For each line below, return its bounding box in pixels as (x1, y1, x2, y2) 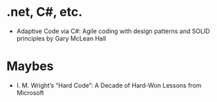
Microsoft (16, 88, 44, 96)
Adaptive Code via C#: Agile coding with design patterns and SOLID (16, 27, 210, 35)
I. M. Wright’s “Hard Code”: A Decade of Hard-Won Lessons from (16, 81, 202, 90)
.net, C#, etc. (6, 4, 83, 20)
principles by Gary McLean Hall (16, 34, 106, 42)
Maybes (6, 59, 54, 74)
